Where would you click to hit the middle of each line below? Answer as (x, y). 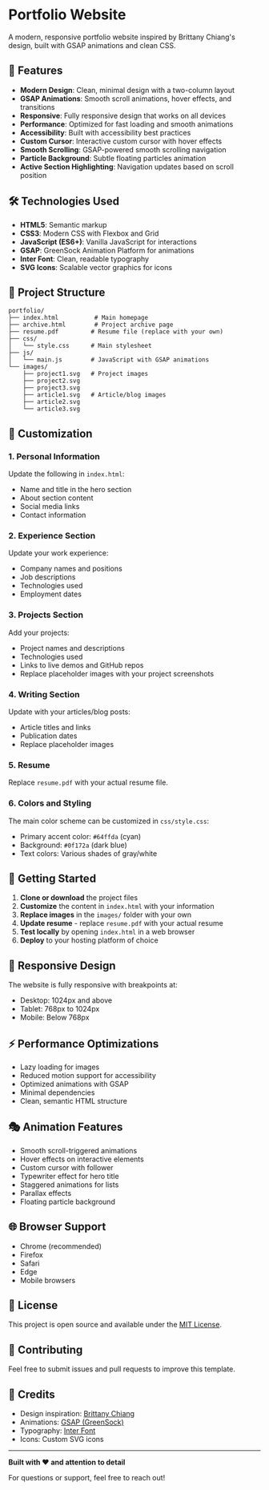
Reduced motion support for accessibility (88, 1075)
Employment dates (51, 594)
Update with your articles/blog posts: (69, 712)
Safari (30, 1263)
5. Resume (29, 765)
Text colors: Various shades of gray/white (88, 853)
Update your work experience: (58, 553)
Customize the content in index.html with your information (117, 907)
